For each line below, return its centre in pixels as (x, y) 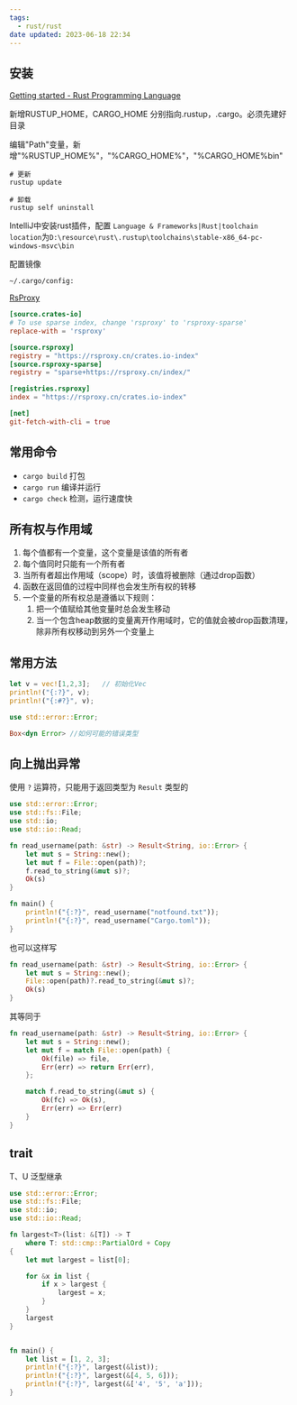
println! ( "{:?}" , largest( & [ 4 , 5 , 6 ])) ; (102, 1376)
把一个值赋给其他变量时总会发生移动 (103, 609)
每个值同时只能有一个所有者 (74, 564)
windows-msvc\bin (42, 246)
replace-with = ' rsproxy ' (58, 331)
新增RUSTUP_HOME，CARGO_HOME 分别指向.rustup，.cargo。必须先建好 (148, 115)
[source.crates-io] (46, 315)
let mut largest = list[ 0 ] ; (78, 1260)
